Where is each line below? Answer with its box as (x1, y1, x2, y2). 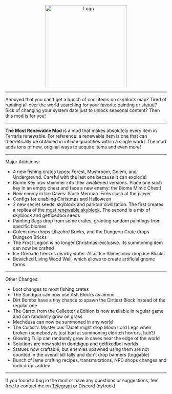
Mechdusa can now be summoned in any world (12, 319, 113, 325)
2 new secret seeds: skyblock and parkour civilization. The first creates (12, 201, 164, 208)
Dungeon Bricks (12, 234, 47, 240)
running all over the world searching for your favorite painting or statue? (5, 102, 157, 108)
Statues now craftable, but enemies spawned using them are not (12, 346, 149, 352)
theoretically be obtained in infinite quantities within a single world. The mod (5, 139, 166, 144)
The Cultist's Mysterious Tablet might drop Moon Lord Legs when (12, 324, 152, 330)
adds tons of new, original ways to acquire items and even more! (5, 144, 141, 150)
